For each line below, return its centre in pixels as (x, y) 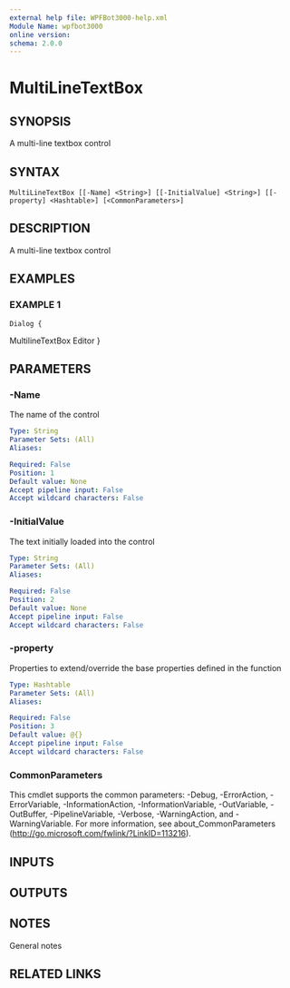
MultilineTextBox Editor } (55, 341)
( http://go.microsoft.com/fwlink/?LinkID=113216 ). (101, 834)
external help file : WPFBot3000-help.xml (89, 18)
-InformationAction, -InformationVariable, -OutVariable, (166, 805)
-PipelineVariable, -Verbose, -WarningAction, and (141, 815)
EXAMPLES (42, 279)
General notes (36, 945)
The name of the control (54, 415)
